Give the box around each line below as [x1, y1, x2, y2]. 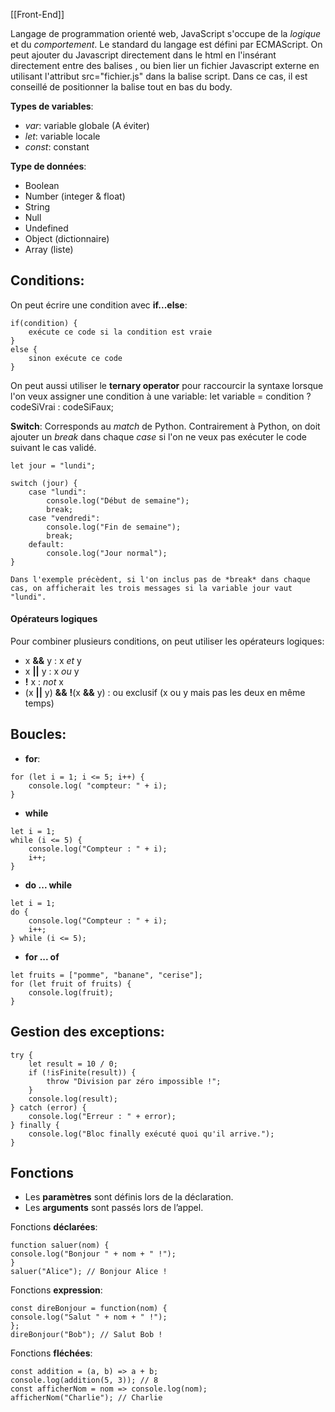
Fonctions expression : [10, 1284, 103, 1296]
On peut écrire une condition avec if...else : [10, 299, 188, 311]
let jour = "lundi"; [10, 460, 97, 471]
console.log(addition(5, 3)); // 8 [10, 1375, 159, 1386]
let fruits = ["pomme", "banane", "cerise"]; [10, 970, 203, 980]
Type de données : [10, 160, 87, 172]
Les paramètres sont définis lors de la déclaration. [24, 1191, 234, 1203]
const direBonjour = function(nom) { [10, 1304, 168, 1314]
